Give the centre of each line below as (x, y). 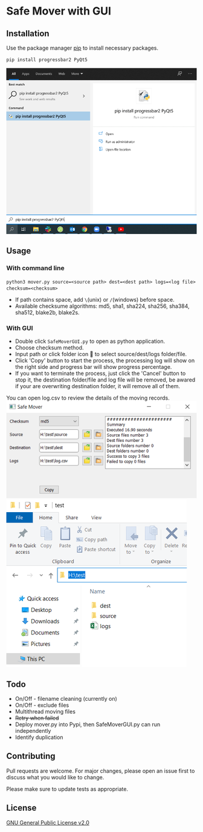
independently (33, 731)
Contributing (31, 756)
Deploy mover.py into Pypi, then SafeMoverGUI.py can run (88, 724)
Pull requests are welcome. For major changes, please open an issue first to (101, 771)
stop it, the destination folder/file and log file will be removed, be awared (105, 380)
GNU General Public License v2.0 (48, 822)
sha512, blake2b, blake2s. (47, 312)
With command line (35, 268)
